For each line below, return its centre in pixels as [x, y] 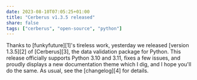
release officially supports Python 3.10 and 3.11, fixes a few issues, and [93, 58]
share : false [23, 23]
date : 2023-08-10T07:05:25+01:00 [48, 12]
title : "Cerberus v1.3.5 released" [51, 17]
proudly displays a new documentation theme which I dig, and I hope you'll [99, 64]
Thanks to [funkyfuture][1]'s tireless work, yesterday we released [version [98, 45]
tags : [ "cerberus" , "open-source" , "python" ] [64, 28]
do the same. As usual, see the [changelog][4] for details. [77, 71]
